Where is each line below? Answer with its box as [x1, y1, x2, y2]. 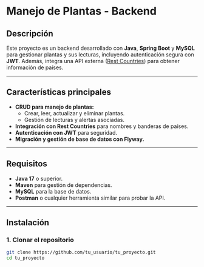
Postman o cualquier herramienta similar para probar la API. [15, 194, 166, 201]
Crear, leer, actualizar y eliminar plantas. [24, 109, 125, 117]
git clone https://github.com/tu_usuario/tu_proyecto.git [6, 249, 156, 255]
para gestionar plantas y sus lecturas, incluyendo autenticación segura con [6, 51, 194, 58]
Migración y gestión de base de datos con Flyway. [15, 135, 144, 143]
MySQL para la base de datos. [15, 188, 92, 195]
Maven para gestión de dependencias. [15, 181, 112, 189]
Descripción [6, 29, 53, 39]
